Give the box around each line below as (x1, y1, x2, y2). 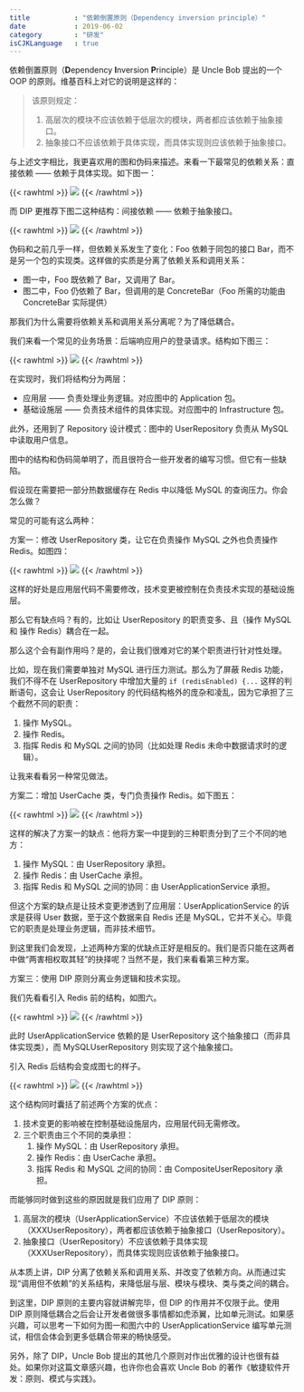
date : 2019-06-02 (9, 22, 124, 31)
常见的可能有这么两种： (9, 515, 97, 526)
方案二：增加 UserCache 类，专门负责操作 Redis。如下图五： (9, 790, 237, 801)
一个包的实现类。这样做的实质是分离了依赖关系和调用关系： (24, 255, 247, 266)
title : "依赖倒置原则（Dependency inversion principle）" (9, 13, 267, 23)
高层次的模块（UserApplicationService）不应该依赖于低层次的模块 (22, 1213, 270, 1224)
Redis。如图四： (9, 546, 71, 557)
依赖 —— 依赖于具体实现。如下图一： (16, 168, 157, 179)
